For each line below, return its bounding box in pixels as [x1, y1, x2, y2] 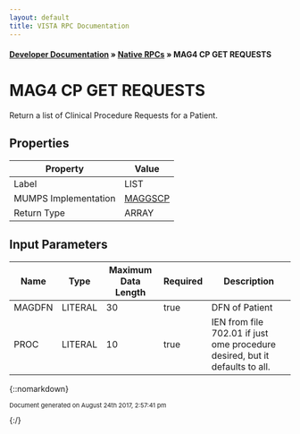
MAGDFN [13, 301, 54, 313]
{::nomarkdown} [9, 383, 70, 394]
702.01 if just [211, 327, 269, 339]
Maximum [108, 263, 153, 276]
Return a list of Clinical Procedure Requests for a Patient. [9, 110, 219, 121]
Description [222, 275, 275, 287]
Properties [9, 136, 70, 151]
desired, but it [211, 349, 270, 362]
